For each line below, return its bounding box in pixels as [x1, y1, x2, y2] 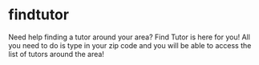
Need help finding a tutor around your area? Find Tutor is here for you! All [8, 32, 251, 42]
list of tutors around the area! [8, 49, 104, 59]
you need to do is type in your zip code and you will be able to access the [8, 40, 252, 50]
